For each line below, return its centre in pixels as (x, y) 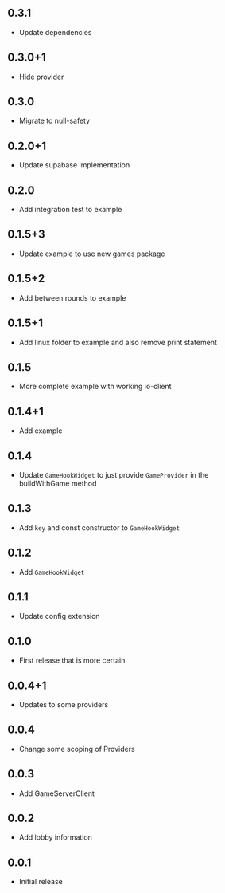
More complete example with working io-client (95, 387)
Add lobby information (56, 837)
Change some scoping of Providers (77, 749)
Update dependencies (55, 32)
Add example (41, 431)
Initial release (41, 882)
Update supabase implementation (74, 165)
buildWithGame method (58, 483)
